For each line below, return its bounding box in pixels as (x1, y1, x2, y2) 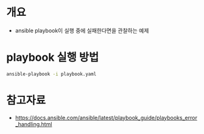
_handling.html (15, 120, 52, 128)
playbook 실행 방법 (6, 51, 99, 65)
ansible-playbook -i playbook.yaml (6, 71, 97, 77)
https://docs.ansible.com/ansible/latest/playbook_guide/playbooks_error (15, 114, 198, 121)
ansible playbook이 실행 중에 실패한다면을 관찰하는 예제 (15, 27, 149, 34)
